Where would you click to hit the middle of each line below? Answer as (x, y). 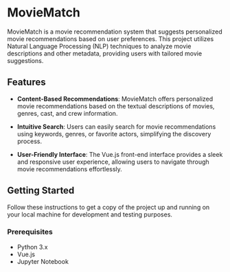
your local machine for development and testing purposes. (90, 214)
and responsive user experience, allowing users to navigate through (113, 162)
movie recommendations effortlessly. (69, 169)
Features (26, 83)
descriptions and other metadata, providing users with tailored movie (105, 53)
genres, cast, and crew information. (67, 113)
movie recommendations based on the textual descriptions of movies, (116, 106)
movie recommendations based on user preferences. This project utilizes (111, 38)
